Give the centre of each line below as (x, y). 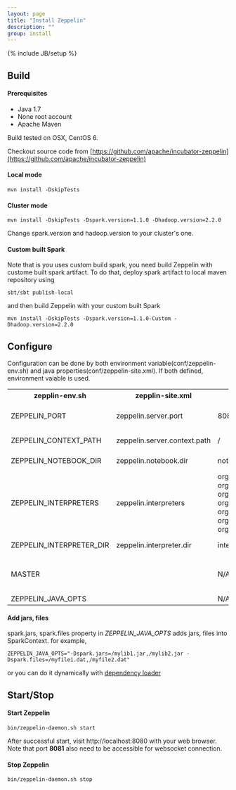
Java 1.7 (29, 109)
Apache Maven (39, 124)
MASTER (25, 574)
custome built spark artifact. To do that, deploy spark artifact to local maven (117, 272)
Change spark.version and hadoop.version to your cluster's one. (100, 234)
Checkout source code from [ (50, 151)
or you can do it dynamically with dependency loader (84, 673)
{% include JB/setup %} (42, 53)
